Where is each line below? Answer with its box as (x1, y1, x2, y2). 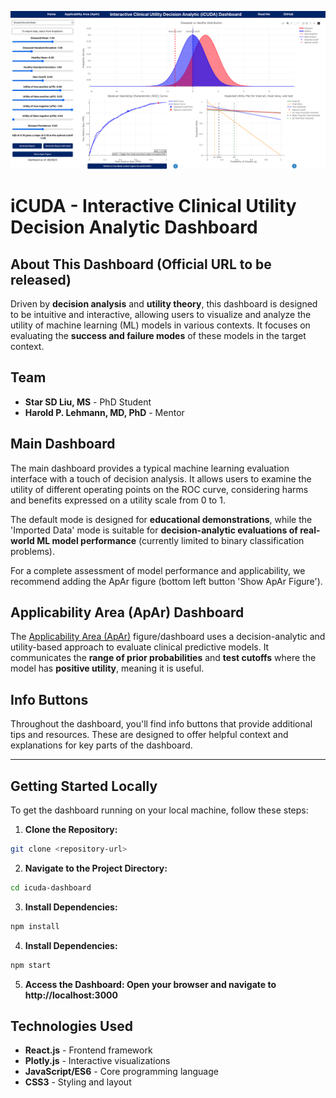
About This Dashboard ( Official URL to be (10, 256, 272, 273)
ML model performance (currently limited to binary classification (36, 534, 305, 546)
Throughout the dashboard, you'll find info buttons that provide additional (10, 718, 313, 730)
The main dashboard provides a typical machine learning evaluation (10, 462, 290, 474)
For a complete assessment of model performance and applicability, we (10, 564, 306, 576)
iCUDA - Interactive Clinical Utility (10, 195, 297, 218)
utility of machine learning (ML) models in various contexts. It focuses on (10, 319, 311, 331)
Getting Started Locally (10, 777, 158, 795)
